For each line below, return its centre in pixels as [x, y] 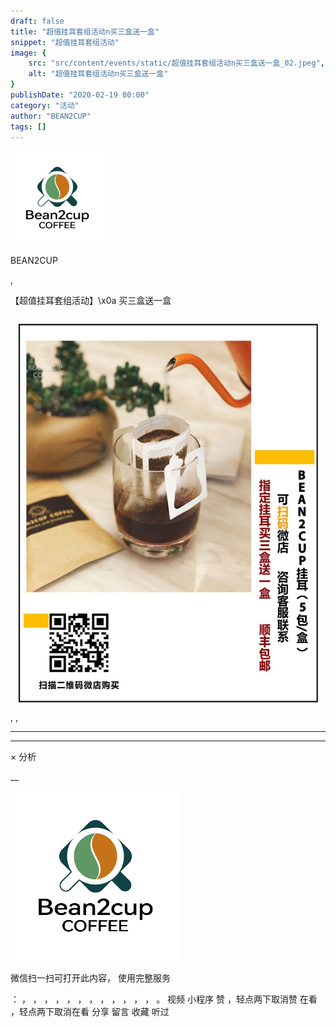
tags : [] [28, 126]
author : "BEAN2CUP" [51, 116]
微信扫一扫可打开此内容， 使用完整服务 [90, 978]
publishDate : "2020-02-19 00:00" [80, 95]
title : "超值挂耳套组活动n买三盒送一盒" [85, 31]
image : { [28, 53]
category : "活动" [45, 105]
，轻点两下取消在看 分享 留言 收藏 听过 [90, 1012]
